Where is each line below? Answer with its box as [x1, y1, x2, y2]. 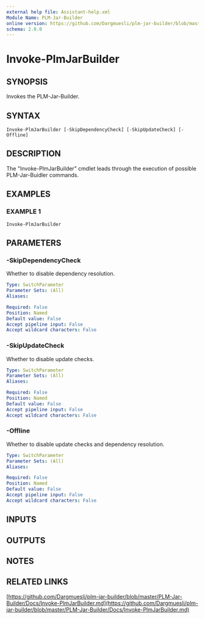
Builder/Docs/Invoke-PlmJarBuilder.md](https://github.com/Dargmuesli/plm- [6, 599, 199, 607]
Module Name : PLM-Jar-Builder [6, 15, 84, 21]
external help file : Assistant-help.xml [6, 9, 111, 15]
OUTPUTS [6, 535, 46, 546]
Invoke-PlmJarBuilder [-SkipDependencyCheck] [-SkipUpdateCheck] [6, 126, 176, 133]
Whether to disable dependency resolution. [6, 270, 115, 277]
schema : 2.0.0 [6, 26, 43, 32]
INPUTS [6, 515, 37, 525]
